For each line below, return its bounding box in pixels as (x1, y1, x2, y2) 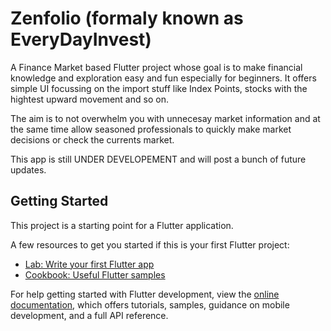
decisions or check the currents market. (10, 133, 175, 146)
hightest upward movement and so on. (10, 93, 169, 105)
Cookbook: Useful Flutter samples (24, 268, 166, 281)
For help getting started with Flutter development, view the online (10, 288, 280, 300)
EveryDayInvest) (10, 28, 152, 51)
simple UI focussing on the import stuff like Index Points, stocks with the (10, 82, 308, 94)
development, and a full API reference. (10, 309, 169, 321)
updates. (10, 163, 47, 176)
